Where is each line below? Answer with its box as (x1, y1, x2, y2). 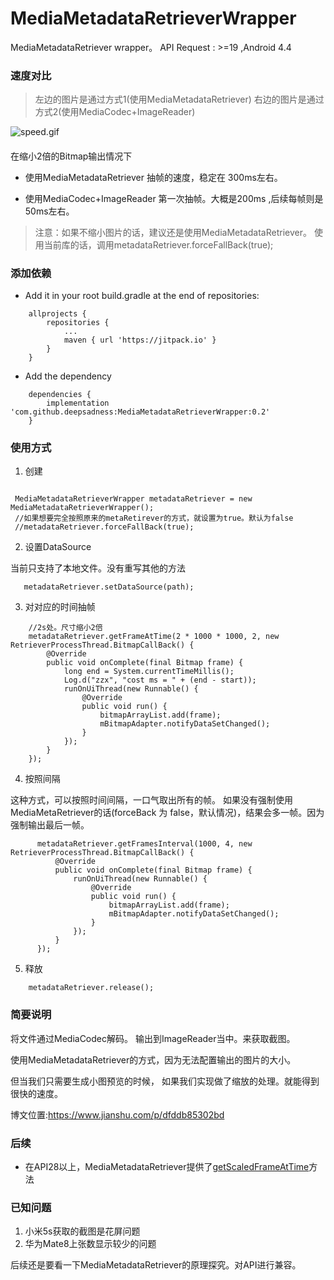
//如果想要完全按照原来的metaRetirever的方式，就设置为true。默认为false (14, 513, 294, 524)
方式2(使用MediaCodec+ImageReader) (34, 106, 196, 118)
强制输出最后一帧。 (10, 819, 90, 831)
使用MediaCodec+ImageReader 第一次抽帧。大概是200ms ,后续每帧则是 (24, 192, 324, 204)
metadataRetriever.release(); (28, 983, 155, 993)
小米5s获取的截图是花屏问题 (24, 1225, 141, 1237)
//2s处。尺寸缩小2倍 (28, 623, 103, 633)
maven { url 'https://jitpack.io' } (63, 335, 217, 346)
